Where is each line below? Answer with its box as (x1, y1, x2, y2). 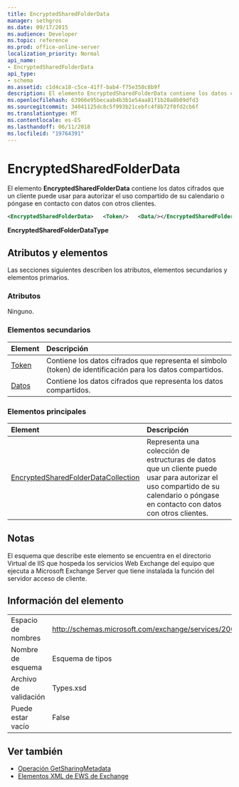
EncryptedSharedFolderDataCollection (11, 472, 140, 482)
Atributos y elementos (7, 247, 108, 259)
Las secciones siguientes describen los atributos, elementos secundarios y (7, 265, 228, 274)
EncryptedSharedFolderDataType (7, 226, 109, 235)
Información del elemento (7, 595, 124, 607)
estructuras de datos (147, 455, 216, 464)
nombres (11, 633, 41, 643)
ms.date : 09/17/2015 (7, 24, 69, 31)
